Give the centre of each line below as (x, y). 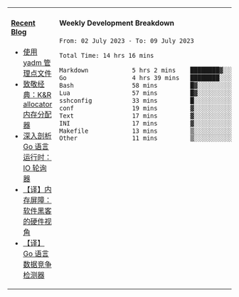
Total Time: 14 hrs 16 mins (107, 55)
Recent (23, 23)
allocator (38, 104)
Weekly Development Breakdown (117, 23)
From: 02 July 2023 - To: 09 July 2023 (127, 41)
